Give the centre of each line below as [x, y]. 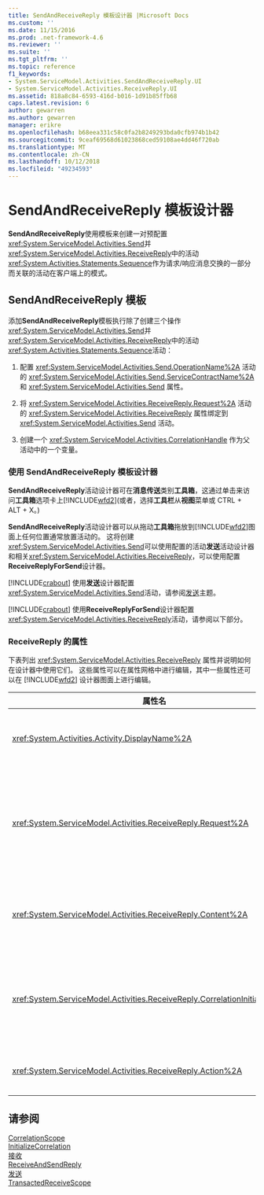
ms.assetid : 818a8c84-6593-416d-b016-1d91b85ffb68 [93, 96]
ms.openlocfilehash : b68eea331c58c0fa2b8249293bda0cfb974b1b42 [114, 132]
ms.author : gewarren [42, 118]
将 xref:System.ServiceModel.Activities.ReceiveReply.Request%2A [128, 403]
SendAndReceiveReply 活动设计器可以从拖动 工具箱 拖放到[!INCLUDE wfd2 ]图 [132, 527]
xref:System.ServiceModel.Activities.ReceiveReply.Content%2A [130, 915]
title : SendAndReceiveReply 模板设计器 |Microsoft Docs [99, 15]
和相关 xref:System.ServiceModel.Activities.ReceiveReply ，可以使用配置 [125, 556]
